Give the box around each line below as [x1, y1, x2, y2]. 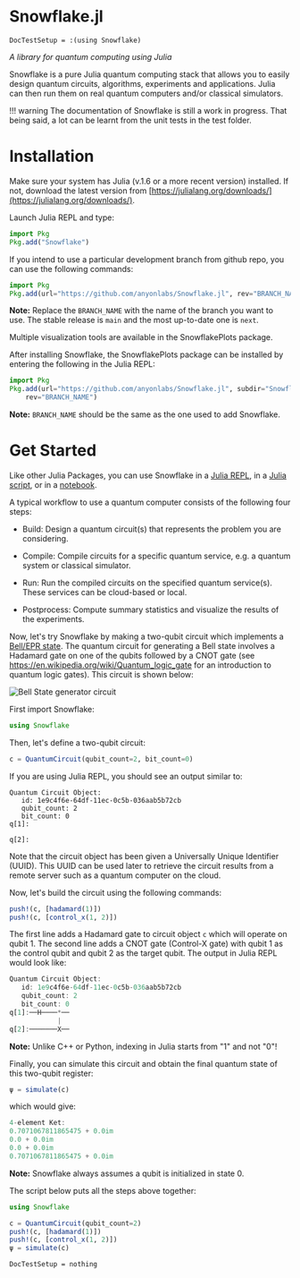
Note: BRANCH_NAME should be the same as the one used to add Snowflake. [9, 409, 281, 420]
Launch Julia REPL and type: [9, 212, 114, 223]
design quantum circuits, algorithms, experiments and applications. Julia [9, 78, 276, 89]
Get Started [9, 440, 96, 461]
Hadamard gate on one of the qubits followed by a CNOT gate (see [9, 650, 255, 660]
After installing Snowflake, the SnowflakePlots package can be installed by [9, 349, 284, 360]
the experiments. [21, 613, 85, 624]
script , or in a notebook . [9, 479, 97, 490]
